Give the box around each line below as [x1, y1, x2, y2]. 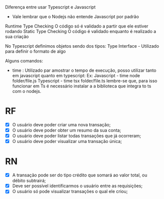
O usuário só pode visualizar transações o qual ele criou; [12, 189, 128, 195]
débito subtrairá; [12, 178, 46, 184]
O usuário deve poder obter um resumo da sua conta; [12, 127, 122, 133]
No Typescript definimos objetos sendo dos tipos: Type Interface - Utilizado [5, 43, 159, 49]
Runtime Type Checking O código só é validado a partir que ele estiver [5, 23, 149, 29]
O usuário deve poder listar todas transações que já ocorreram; [12, 133, 141, 139]
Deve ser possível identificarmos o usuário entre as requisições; [12, 183, 143, 189]
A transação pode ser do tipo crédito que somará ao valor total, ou [12, 172, 148, 178]
